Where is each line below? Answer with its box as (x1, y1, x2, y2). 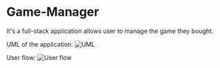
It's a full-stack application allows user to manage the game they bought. (6, 27, 214, 35)
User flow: (6, 53, 36, 62)
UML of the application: (6, 40, 73, 48)
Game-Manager (6, 4, 99, 20)
